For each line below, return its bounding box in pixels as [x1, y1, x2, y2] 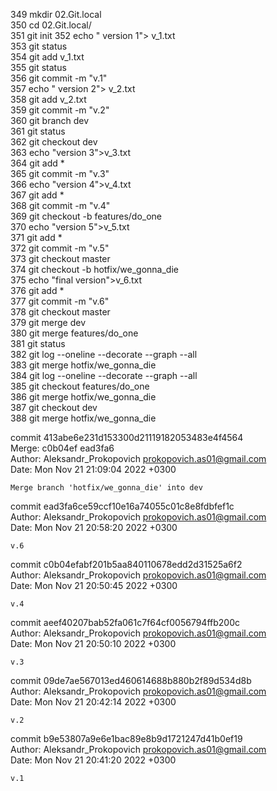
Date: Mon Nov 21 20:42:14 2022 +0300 [10, 696, 177, 708]
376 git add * [10, 285, 65, 296]
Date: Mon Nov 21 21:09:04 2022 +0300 [10, 464, 177, 475]
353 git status [10, 40, 68, 52]
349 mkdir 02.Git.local [10, 9, 102, 20]
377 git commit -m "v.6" [10, 295, 110, 307]
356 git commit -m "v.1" [10, 72, 108, 84]
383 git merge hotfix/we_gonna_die [10, 359, 157, 371]
